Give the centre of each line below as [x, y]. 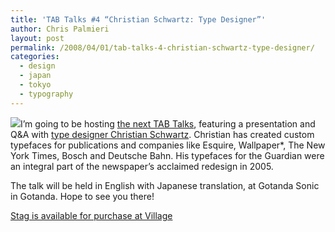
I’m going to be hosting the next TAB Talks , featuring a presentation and [168, 123]
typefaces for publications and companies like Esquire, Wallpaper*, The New [168, 145]
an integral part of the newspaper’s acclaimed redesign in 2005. [142, 166]
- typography [46, 94]
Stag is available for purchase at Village [91, 215]
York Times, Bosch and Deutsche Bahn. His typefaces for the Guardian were [167, 155]
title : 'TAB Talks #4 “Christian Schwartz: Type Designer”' [138, 19]
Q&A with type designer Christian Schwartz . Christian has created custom [162, 134]
